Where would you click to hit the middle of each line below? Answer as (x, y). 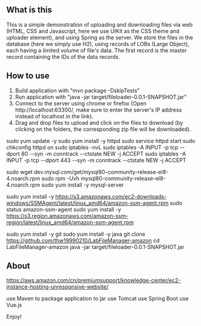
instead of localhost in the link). (54, 116)
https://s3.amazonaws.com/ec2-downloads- (111, 196)
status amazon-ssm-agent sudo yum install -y (64, 209)
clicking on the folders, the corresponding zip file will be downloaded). (103, 129)
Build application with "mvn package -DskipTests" (77, 90)
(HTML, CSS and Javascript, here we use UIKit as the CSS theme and (93, 31)
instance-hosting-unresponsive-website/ (58, 287)
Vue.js (14, 305)
